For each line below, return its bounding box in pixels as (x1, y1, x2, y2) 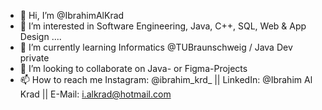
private (19, 52, 50, 64)
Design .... (19, 31, 62, 42)
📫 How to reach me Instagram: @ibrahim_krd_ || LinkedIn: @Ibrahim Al (19, 74, 313, 85)
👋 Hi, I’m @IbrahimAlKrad (19, 10, 125, 21)
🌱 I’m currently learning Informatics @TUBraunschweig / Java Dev (19, 41, 293, 53)
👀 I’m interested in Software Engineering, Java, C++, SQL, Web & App (19, 20, 307, 32)
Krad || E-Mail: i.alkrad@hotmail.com (19, 88, 172, 100)
